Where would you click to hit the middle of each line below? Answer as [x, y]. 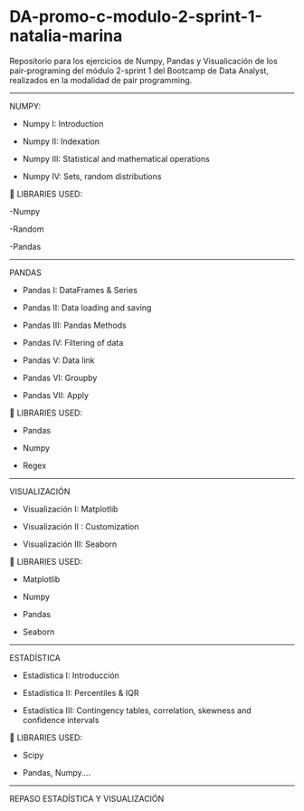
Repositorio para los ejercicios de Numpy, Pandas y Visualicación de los [143, 61]
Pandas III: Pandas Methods [74, 325]
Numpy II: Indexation [61, 141]
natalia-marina [66, 36]
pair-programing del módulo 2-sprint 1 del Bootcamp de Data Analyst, [139, 71]
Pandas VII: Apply [55, 395]
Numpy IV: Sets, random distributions [92, 176]
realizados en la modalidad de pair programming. [101, 80]
